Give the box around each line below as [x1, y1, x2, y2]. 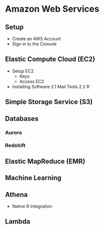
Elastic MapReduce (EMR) [5, 157, 85, 166]
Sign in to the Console [12, 41, 57, 47]
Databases [5, 114, 39, 123]
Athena [5, 190, 28, 199]
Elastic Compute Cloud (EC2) [5, 55, 95, 63]
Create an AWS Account [12, 36, 61, 42]
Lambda [5, 217, 30, 226]
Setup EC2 [12, 68, 34, 74]
